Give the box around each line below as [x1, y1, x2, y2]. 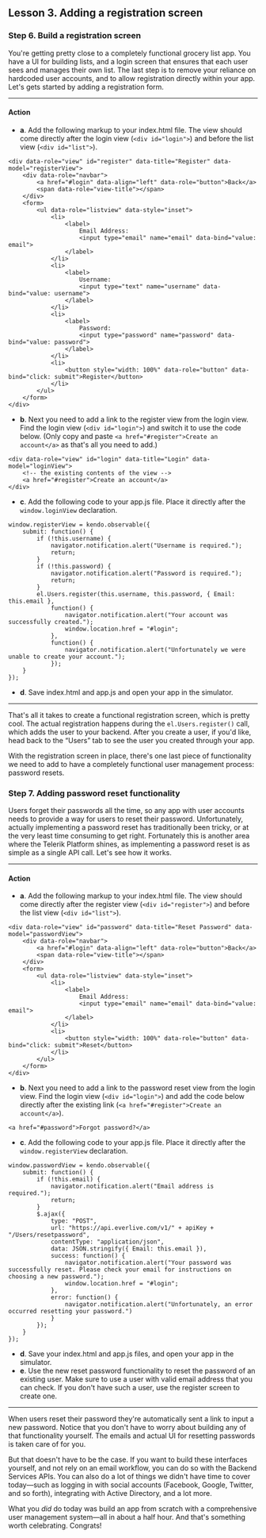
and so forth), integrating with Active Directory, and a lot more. [8, 1489, 212, 1498]
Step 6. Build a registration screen [8, 30, 141, 41]
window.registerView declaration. [19, 1147, 128, 1156]
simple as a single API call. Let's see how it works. [8, 848, 173, 858]
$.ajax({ [36, 1210, 66, 1218]
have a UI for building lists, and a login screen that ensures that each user [8, 56, 249, 66]
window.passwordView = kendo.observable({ [8, 1162, 150, 1170]
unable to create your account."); [8, 653, 126, 661]
